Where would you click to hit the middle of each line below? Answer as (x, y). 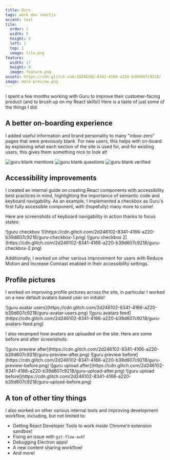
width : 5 (19, 34)
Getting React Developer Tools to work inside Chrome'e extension (82, 426)
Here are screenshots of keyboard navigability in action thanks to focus (81, 216)
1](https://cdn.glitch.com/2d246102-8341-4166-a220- (98, 232)
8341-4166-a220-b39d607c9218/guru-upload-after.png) (65, 371)
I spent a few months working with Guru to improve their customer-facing (83, 96)
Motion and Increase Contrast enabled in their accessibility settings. (77, 264)
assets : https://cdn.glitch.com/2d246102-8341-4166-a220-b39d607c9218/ (83, 77)
